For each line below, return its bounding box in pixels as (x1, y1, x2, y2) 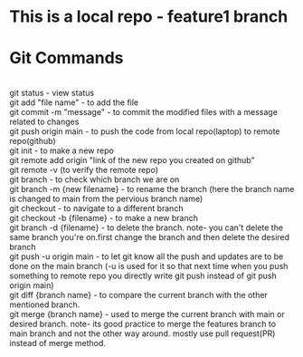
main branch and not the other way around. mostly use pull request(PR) (9, 328, 276, 339)
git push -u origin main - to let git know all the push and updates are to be (9, 251, 284, 262)
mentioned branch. (9, 299, 80, 310)
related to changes (9, 116, 80, 128)
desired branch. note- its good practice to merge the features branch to (9, 319, 277, 330)
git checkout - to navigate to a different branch (9, 203, 184, 214)
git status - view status (9, 88, 95, 99)
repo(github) (9, 136, 56, 147)
